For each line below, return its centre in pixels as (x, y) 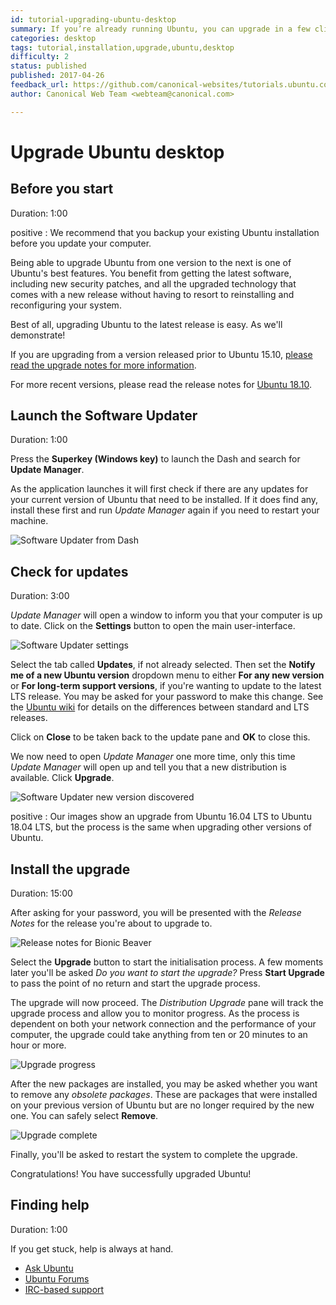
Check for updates (69, 571)
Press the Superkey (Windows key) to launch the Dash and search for (155, 459)
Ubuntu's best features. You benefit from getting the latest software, (151, 273)
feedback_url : (40, 85)
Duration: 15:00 (41, 893)
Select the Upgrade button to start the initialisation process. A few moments (167, 962)
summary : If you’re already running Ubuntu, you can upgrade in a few (160, 29)
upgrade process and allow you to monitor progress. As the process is (155, 1013)
